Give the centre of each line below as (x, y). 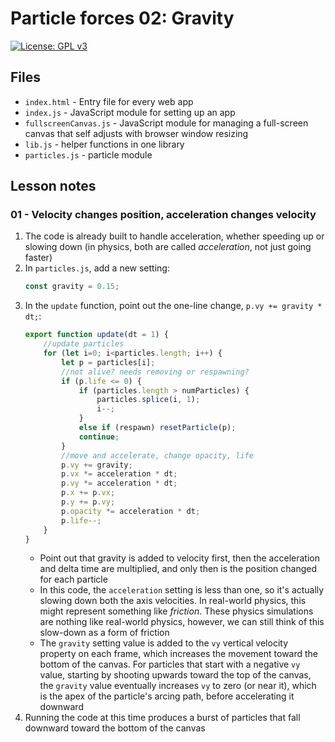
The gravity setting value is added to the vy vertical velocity (164, 643)
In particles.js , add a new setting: (97, 268)
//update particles (84, 344)
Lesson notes (53, 186)
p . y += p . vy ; (88, 502)
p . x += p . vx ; (88, 493)
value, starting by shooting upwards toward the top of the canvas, (175, 675)
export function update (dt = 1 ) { (96, 335)
